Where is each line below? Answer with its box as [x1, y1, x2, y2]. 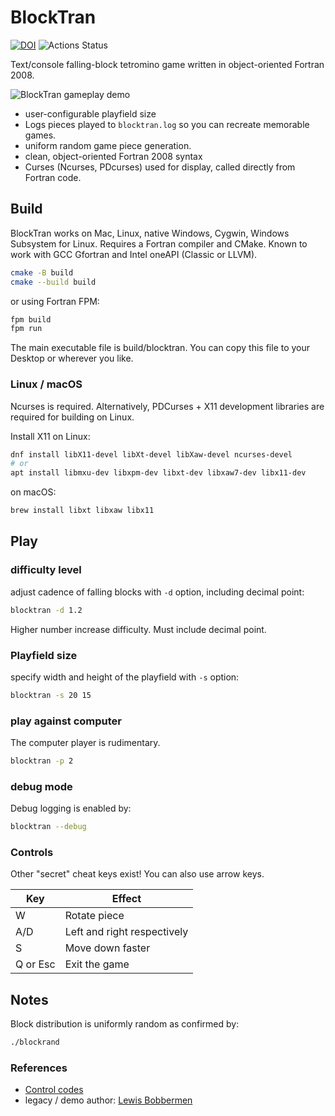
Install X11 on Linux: [10, 430, 91, 442]
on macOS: [10, 486, 57, 498]
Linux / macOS [10, 377, 83, 391]
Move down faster [64, 941, 151, 955]
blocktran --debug [10, 822, 87, 832]
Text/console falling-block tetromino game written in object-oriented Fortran [10, 58, 325, 70]
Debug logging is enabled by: [10, 802, 132, 815]
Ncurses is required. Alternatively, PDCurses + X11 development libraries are [10, 400, 325, 412]
